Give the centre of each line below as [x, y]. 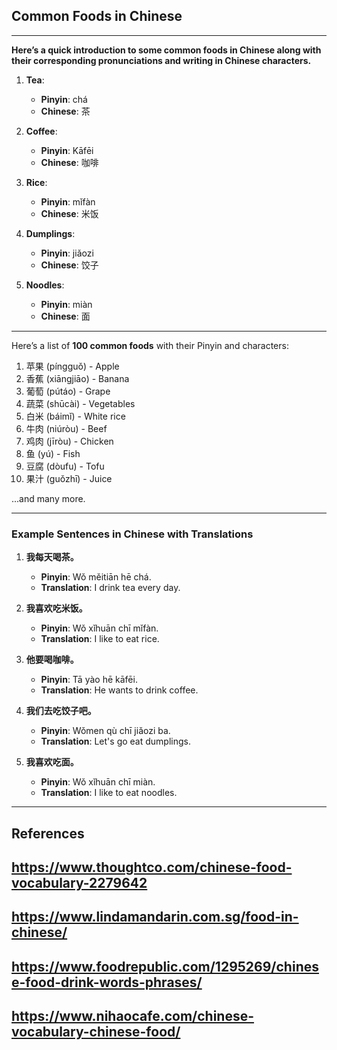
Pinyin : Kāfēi [67, 150]
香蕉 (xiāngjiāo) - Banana [77, 378]
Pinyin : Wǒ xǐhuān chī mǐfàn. [99, 628]
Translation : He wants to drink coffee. [119, 690]
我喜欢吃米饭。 [56, 608]
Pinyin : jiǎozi [67, 253]
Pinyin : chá [64, 99]
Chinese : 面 [65, 316]
